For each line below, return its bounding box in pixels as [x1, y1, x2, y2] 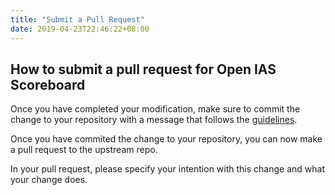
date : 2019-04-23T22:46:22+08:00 [10, 24, 150, 34]
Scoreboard [10, 76, 86, 93]
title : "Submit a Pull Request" [10, 14, 145, 25]
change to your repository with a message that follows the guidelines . [10, 114, 298, 126]
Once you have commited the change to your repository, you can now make [10, 133, 323, 145]
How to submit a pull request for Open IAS [10, 61, 277, 78]
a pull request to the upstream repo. [10, 144, 158, 156]
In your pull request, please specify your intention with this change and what [10, 163, 326, 175]
